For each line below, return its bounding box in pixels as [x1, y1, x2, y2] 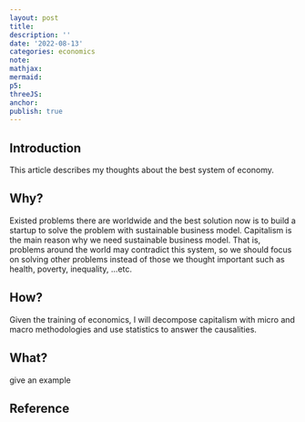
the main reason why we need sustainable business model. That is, [9, 234, 261, 245]
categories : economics [9, 47, 96, 57]
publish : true [9, 107, 64, 116]
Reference [9, 400, 70, 416]
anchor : [9, 98, 39, 108]
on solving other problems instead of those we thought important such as [9, 253, 285, 264]
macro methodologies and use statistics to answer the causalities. [9, 324, 258, 335]
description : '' [9, 30, 71, 39]
